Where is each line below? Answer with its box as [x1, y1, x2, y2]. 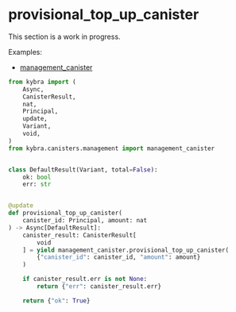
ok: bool [22, 173, 52, 181]
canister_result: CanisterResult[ [22, 231, 137, 239]
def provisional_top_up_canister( [8, 209, 123, 218]
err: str [22, 180, 52, 188]
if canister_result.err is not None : [22, 275, 148, 283]
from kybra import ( [8, 78, 77, 86]
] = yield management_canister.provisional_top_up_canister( [22, 246, 229, 254]
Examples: [8, 47, 42, 56]
